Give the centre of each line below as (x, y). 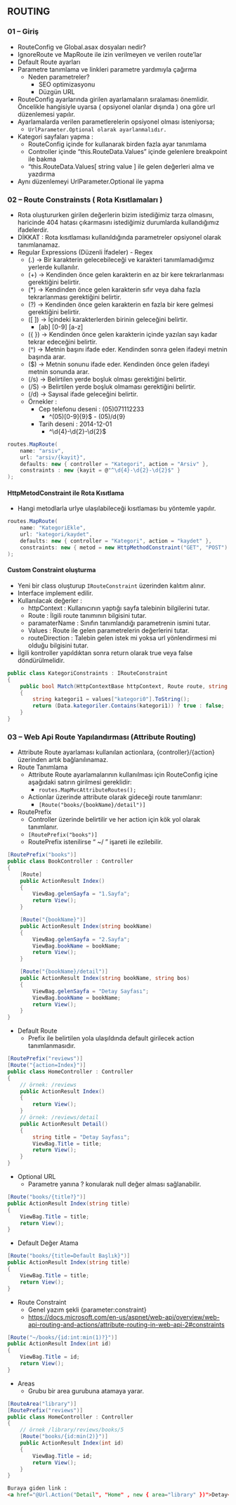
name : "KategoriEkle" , (53, 528)
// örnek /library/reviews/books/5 (72, 1430)
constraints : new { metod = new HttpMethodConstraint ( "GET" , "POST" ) (124, 548)
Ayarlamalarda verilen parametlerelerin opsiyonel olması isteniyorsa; (116, 122)
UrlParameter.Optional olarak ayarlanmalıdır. (97, 129)
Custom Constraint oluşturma (52, 570)
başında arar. (47, 356)
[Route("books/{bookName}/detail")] (92, 805)
